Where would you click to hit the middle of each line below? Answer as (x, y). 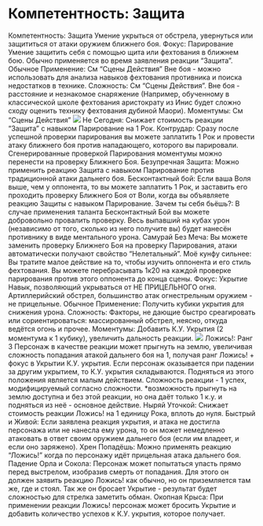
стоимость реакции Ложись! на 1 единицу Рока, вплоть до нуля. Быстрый (132, 413)
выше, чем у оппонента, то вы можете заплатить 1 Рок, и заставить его (128, 186)
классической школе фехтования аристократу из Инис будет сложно (125, 102)
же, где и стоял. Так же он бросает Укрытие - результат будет (113, 488)
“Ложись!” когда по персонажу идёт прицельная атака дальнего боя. (124, 455)
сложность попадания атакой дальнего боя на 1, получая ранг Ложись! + (131, 355)
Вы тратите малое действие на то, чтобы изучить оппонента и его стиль (130, 262)
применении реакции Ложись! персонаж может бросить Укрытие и (122, 505)
